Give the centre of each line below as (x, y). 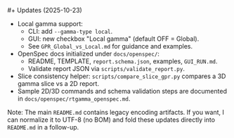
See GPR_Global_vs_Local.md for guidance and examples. (110, 46)
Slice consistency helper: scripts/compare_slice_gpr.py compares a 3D (122, 76)
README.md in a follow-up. (43, 127)
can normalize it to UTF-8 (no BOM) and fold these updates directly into (111, 120)
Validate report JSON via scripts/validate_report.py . (106, 69)
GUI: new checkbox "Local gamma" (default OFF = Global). (113, 39)
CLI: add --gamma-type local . (70, 31)
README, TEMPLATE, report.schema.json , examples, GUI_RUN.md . (123, 61)
